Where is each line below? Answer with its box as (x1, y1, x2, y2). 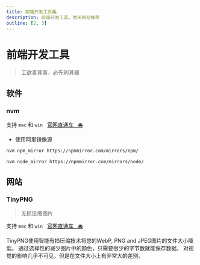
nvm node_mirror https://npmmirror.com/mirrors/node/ (6, 158, 145, 164)
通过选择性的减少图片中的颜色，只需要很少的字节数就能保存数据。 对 (17, 245, 189, 252)
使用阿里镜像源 (14, 136, 52, 143)
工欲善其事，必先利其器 (20, 69, 80, 76)
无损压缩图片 (20, 210, 53, 217)
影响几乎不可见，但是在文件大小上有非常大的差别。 (16, 252, 143, 260)
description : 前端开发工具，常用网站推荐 (6, 14, 100, 20)
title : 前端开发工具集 (6, 8, 57, 15)
